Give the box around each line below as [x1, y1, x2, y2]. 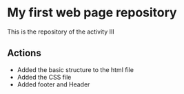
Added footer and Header [17, 80, 90, 89]
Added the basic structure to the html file [17, 65, 134, 73]
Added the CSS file [17, 73, 72, 81]
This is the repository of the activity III [7, 27, 115, 36]
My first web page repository [7, 5, 177, 21]
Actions [7, 47, 41, 59]
